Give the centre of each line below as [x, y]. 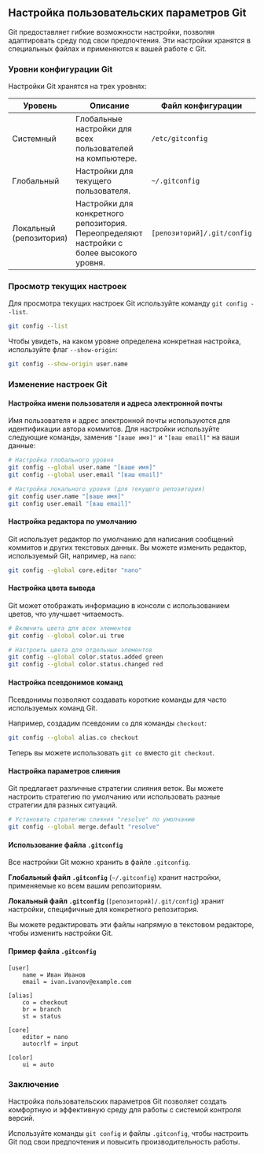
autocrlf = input [51, 1044]
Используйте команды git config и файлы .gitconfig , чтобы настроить [128, 1133]
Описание [110, 106]
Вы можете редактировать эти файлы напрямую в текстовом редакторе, [131, 925]
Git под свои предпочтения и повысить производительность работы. [124, 1141]
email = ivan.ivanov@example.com [77, 981]
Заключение [34, 1084]
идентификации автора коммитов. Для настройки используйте [114, 429]
